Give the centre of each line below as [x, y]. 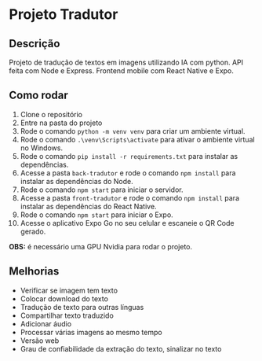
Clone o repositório [51, 114]
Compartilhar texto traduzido [67, 315]
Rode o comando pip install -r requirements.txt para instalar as [129, 156]
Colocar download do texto [64, 298]
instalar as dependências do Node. [76, 181]
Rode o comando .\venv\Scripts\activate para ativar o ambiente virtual [137, 139]
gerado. [33, 231]
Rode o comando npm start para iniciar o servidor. [102, 190]
